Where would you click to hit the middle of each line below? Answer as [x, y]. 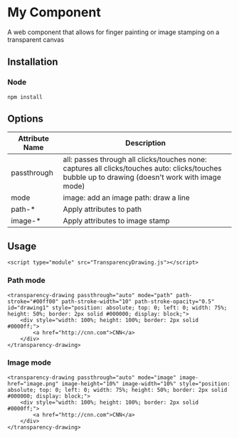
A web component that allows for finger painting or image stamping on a [113, 32]
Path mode [26, 280]
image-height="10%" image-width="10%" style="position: [146, 384]
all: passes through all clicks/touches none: [135, 159]
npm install [25, 97]
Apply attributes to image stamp [116, 221]
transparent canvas [36, 39]
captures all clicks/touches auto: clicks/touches [142, 169]
